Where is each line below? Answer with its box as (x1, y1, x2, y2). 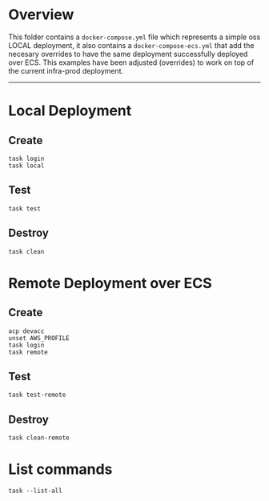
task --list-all (8, 487, 62, 495)
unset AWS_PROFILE (8, 334, 70, 342)
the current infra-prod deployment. (8, 66, 124, 75)
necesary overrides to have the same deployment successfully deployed (8, 49, 248, 58)
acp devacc (8, 327, 45, 335)
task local (8, 162, 45, 170)
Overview (8, 6, 74, 24)
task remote (8, 348, 48, 356)
